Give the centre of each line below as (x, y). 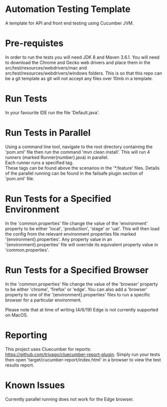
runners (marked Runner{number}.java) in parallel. (57, 157)
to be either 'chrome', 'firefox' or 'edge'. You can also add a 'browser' (77, 289)
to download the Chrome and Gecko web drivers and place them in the (78, 62)
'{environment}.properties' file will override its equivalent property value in (82, 244)
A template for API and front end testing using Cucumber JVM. (70, 23)
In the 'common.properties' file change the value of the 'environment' (77, 223)
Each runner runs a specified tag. (39, 162)
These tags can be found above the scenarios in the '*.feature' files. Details (83, 168)
